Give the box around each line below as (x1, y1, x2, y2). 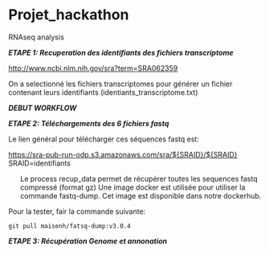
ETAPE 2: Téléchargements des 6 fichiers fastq (8, 118, 169, 128)
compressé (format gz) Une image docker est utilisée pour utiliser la (19, 182, 246, 192)
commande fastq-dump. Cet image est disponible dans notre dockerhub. (19, 190, 262, 200)
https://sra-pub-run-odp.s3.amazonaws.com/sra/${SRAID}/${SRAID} (8, 150, 238, 159)
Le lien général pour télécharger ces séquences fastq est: (8, 134, 199, 144)
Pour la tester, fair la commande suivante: (8, 207, 146, 216)
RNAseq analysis (8, 32, 64, 42)
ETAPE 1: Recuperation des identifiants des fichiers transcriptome (8, 47, 234, 57)
